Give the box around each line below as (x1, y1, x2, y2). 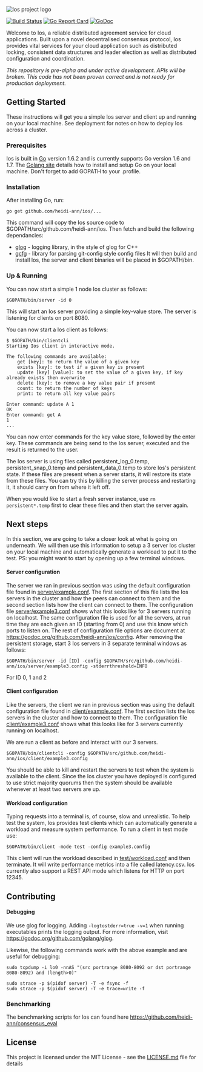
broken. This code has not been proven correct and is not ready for (6, 73, 175, 80)
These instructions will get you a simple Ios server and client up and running (6, 113, 197, 121)
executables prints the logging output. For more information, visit (6, 928, 168, 935)
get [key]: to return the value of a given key (17, 359, 139, 365)
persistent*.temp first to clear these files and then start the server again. (6, 501, 189, 509)
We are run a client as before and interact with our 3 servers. (6, 738, 158, 746)
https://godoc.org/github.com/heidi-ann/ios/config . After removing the (6, 633, 183, 640)
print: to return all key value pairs (17, 391, 115, 397)
